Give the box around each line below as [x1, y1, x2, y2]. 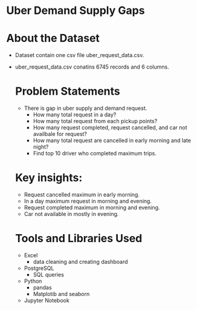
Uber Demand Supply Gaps [6, 4, 145, 18]
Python [24, 277, 42, 285]
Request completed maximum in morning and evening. [24, 204, 160, 211]
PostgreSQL [24, 265, 54, 272]
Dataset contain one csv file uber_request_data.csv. [15, 52, 144, 59]
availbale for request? [33, 130, 88, 138]
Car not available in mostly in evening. [24, 211, 119, 217]
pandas [33, 283, 53, 291]
